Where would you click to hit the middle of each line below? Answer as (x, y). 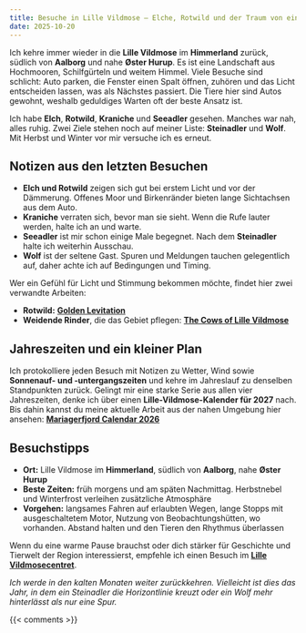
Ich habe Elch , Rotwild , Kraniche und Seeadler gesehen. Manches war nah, (153, 118)
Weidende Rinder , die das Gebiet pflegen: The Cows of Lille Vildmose (156, 321)
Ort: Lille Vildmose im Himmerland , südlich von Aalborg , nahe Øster (152, 469)
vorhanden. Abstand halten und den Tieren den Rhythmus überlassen (153, 527)
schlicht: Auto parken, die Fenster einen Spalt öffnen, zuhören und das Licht (153, 81)
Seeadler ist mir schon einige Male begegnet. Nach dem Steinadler (150, 237)
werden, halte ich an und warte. (82, 227)
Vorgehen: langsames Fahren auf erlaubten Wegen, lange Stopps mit (153, 508)
